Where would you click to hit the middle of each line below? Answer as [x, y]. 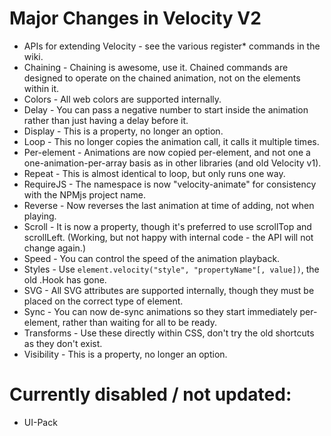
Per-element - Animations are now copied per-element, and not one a [167, 152]
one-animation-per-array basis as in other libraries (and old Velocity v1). [172, 163]
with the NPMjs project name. [84, 194]
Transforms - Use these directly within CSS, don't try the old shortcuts [169, 333]
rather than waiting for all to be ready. [140, 322]
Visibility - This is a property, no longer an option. [125, 354]
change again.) [55, 248]
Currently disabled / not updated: [150, 394]
